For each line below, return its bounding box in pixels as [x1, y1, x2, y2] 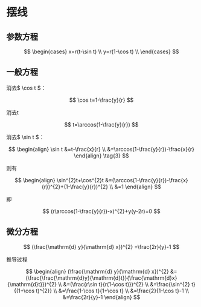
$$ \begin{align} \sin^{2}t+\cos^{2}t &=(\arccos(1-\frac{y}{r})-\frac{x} [14, 176, 188, 183]
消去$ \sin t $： [6, 133, 45, 140]
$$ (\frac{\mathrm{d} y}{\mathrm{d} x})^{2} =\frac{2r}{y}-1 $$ [23, 243, 180, 250]
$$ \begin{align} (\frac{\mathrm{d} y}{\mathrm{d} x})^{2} [25, 268, 169, 275]
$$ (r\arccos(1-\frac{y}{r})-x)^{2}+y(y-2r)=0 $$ [42, 207, 161, 215]
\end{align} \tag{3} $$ [74, 152, 129, 159]
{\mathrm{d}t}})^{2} [7, 280, 57, 288]
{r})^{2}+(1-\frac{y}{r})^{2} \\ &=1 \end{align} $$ [41, 183, 162, 190]
